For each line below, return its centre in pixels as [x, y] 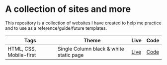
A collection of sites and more [68, 9]
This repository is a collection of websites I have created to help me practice [83, 23]
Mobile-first [22, 55]
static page [71, 55]
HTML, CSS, [22, 49]
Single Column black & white [91, 49]
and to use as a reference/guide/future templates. [56, 28]
